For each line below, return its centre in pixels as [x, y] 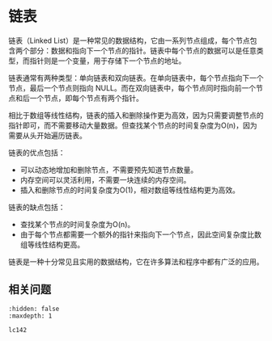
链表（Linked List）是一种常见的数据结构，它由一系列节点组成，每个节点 [129, 40]
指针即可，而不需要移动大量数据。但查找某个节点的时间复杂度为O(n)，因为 [133, 125]
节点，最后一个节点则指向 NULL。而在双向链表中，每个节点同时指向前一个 [132, 88]
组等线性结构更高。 [52, 244]
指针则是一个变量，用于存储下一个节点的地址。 [108, 61]
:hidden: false [34, 309]
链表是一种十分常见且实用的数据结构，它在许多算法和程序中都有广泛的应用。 [136, 261]
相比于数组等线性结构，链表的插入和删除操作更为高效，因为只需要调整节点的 [136, 115]
